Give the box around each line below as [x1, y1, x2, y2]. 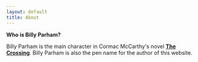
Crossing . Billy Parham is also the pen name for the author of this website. [6, 49, 193, 56]
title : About [6, 14, 39, 20]
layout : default [6, 8, 47, 15]
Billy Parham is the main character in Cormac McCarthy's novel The [6, 43, 176, 50]
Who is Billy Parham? [6, 31, 61, 38]
